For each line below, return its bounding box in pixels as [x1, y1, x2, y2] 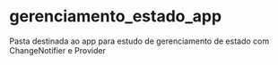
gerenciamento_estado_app [9, 6, 222, 27]
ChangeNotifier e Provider [9, 45, 106, 55]
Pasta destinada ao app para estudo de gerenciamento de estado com [9, 36, 270, 46]
